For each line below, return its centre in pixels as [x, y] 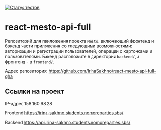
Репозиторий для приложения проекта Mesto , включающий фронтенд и [80, 41]
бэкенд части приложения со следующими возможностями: [69, 46]
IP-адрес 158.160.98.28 [29, 103]
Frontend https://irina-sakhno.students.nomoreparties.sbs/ [64, 113]
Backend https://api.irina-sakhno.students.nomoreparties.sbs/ [68, 122]
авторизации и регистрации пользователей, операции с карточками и [79, 51]
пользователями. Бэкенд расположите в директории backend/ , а [72, 56]
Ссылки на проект [35, 92]
